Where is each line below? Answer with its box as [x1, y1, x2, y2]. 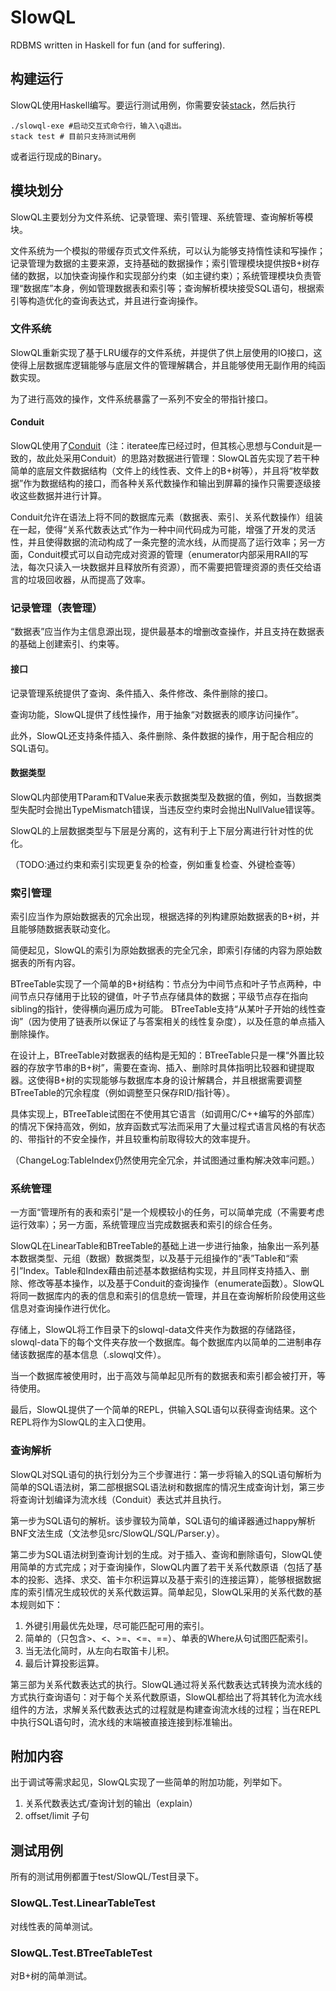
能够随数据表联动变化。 [18, 923, 116, 935]
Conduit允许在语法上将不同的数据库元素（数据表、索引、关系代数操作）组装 [10, 511, 323, 523]
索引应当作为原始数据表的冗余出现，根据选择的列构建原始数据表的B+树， [10, 911, 312, 923]
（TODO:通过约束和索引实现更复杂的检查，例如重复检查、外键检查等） [10, 858, 302, 870]
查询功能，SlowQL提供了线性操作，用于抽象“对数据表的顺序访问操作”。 [10, 708, 304, 720]
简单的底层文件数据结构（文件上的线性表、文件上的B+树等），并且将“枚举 [10, 465, 311, 477]
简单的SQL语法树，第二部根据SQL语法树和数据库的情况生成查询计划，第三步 [10, 1481, 326, 1493]
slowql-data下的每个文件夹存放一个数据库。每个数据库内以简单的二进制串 [10, 1336, 313, 1348]
